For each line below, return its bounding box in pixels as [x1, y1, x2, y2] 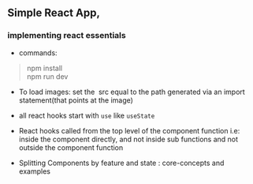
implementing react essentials [7, 30, 127, 41]
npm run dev [26, 71, 69, 81]
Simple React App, [7, 6, 100, 20]
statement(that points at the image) [18, 95, 133, 105]
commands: [18, 47, 58, 58]
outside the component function [18, 142, 124, 152]
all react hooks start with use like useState [18, 111, 155, 120]
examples [18, 166, 50, 176]
